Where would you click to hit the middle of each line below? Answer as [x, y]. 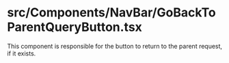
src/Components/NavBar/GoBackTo [112, 13]
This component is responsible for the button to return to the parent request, [115, 46]
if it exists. [22, 53]
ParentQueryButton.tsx [75, 27]
